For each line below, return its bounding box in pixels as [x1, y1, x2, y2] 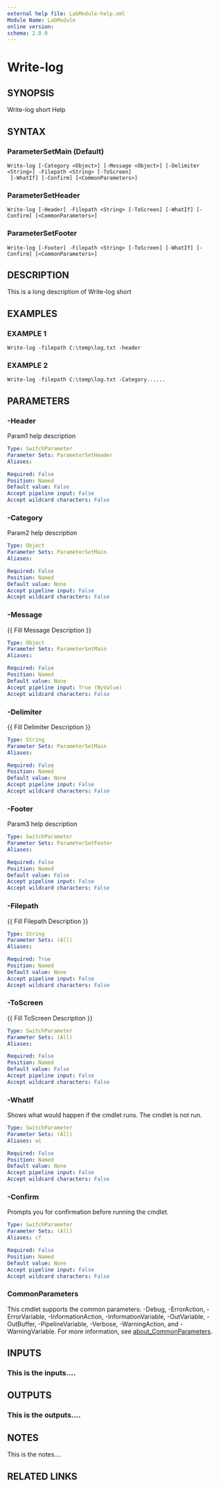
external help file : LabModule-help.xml [7, 10, 126, 17]
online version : [7, 23, 54, 30]
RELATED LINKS [7, 1470, 78, 1482]
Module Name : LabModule [7, 17, 76, 24]
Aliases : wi [7, 1137, 42, 1144]
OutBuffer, [7, 1319, 37, 1328]
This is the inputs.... [7, 1368, 76, 1377]
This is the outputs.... [7, 1411, 81, 1420]
